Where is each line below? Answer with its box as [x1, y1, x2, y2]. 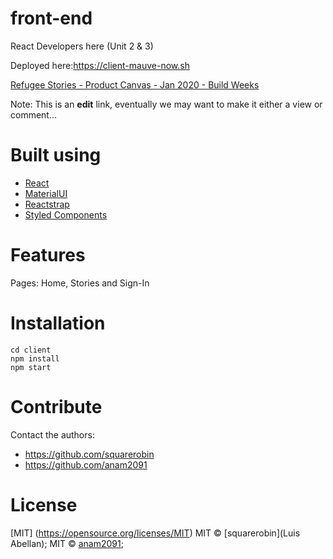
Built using [10, 144, 102, 167]
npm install [10, 353, 60, 364]
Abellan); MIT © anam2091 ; [10, 537, 124, 549]
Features [10, 244, 86, 267]
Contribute [10, 395, 103, 418]
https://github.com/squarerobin [24, 448, 155, 460]
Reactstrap [24, 198, 70, 210]
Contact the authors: [10, 428, 95, 441]
